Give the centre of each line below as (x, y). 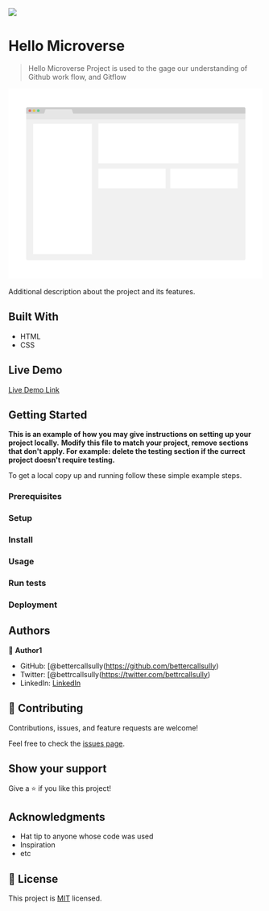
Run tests (27, 583)
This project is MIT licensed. (55, 898)
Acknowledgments (57, 817)
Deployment (33, 605)
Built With (33, 317)
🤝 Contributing (46, 708)
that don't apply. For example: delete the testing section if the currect (127, 451)
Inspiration (37, 845)
